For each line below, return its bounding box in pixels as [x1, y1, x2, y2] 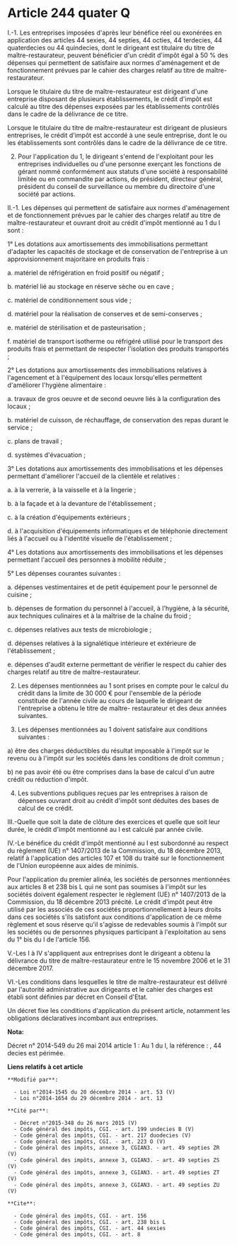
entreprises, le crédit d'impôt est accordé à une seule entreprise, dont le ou [7, 131, 228, 139]
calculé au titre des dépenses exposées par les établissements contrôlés [7, 102, 219, 110]
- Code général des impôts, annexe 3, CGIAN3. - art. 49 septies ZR [13, 1144, 220, 1151]
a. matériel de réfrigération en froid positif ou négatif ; [7, 268, 164, 277]
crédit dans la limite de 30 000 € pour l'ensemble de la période [17, 688, 202, 697]
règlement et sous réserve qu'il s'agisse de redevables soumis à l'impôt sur [7, 920, 228, 928]
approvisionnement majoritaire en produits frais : [7, 255, 149, 263]
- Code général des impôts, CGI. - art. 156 [13, 1212, 147, 1220]
